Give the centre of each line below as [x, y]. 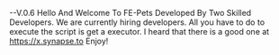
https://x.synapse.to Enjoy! [59, 41]
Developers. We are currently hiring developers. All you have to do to [137, 22]
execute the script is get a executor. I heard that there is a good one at [139, 31]
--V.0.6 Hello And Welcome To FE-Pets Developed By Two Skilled [130, 13]
